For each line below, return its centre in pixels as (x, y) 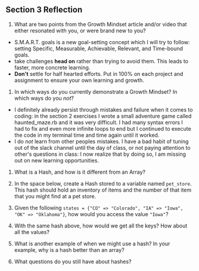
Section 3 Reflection (44, 10)
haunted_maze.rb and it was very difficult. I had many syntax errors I (98, 122)
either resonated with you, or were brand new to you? (80, 30)
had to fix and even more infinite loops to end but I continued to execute (102, 128)
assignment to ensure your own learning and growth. (79, 80)
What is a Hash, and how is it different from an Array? (80, 172)
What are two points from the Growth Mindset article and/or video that (100, 24)
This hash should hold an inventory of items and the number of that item (103, 190)
